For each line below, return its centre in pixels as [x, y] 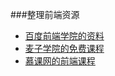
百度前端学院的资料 [64, 36]
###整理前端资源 [45, 14]
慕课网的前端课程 [60, 61]
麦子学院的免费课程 [64, 48]
